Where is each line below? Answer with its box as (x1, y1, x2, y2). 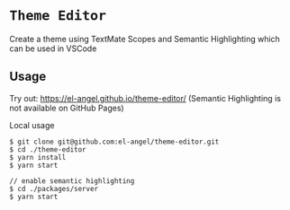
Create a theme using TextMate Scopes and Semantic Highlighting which (9, 33, 281, 44)
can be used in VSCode (9, 43, 97, 54)
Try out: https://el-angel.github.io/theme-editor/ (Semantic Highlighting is (9, 92, 282, 103)
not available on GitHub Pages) (9, 102, 124, 113)
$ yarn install (9, 153, 67, 162)
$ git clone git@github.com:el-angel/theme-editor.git (9, 137, 220, 146)
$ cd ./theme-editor (9, 144, 87, 154)
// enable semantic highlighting (9, 176, 135, 186)
